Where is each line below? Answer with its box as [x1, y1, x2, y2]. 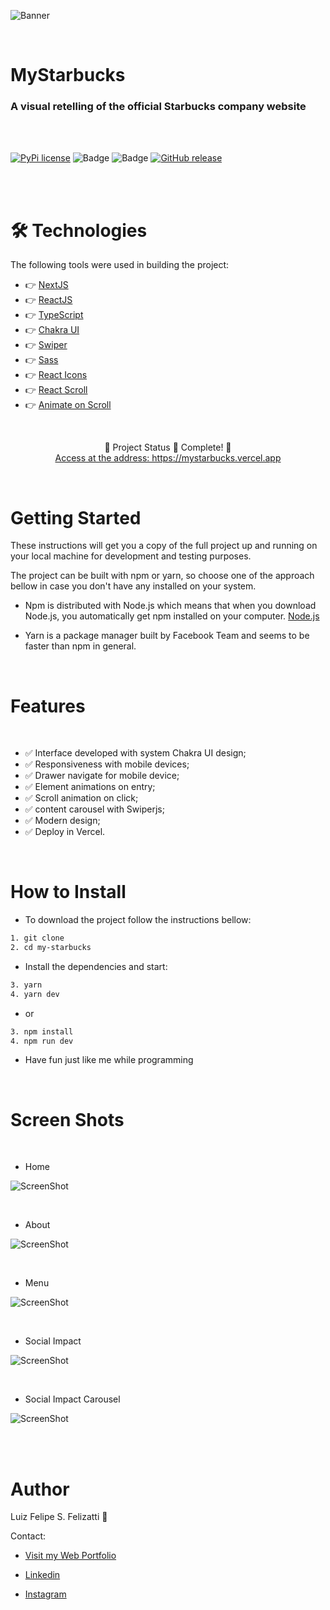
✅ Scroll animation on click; [24, 792, 139, 804]
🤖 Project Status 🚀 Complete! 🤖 [104, 441, 232, 454]
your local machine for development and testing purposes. [10, 550, 252, 562]
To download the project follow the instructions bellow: [24, 914, 252, 926]
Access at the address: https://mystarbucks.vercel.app [54, 452, 282, 464]
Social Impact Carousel [24, 1393, 121, 1405]
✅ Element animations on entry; [24, 781, 156, 793]
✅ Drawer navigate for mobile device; [24, 770, 180, 782]
